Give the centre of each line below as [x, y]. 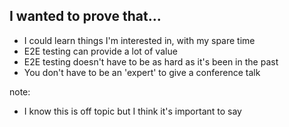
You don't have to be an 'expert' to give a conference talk [142, 72]
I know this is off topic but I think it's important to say [132, 111]
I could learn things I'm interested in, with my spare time [139, 40]
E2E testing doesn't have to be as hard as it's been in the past [151, 61]
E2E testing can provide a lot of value [100, 51]
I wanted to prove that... [85, 16]
